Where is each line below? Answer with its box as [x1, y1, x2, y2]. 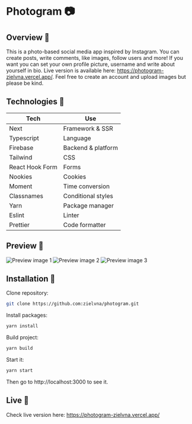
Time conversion [63, 182, 110, 190]
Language [63, 134, 91, 142]
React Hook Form [9, 162, 58, 171]
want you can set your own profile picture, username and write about [6, 60, 175, 68]
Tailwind [9, 153, 33, 161]
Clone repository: [6, 289, 49, 297]
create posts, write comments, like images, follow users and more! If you [6, 55, 184, 61]
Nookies [9, 173, 33, 181]
